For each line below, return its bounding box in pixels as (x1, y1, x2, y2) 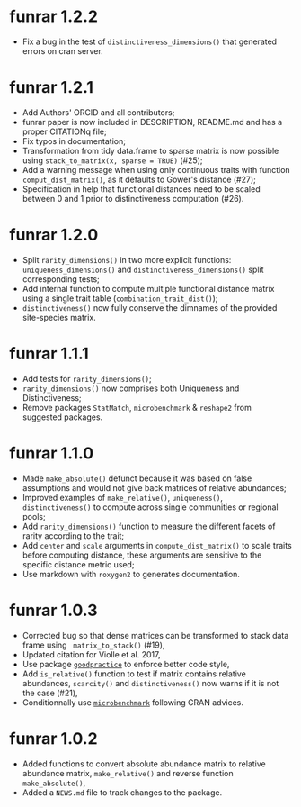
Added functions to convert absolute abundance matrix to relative (22, 758, 267, 769)
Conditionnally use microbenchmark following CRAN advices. (22, 696, 244, 708)
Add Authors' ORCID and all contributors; (22, 106, 175, 118)
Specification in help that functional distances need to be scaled (22, 183, 261, 195)
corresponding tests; (22, 273, 101, 285)
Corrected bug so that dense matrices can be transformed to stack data (22, 630, 289, 640)
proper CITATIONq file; (22, 126, 107, 137)
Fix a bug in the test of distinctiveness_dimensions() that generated (22, 36, 277, 47)
